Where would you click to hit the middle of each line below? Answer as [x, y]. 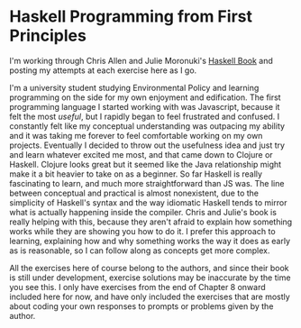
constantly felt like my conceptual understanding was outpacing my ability [147, 126]
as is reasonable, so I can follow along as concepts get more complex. [140, 251]
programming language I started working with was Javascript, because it [145, 106]
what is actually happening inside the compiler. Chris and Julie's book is [143, 212]
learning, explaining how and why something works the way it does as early [150, 241]
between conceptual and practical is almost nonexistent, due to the [134, 193]
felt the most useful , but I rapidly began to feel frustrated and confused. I [145, 116]
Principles [48, 36]
